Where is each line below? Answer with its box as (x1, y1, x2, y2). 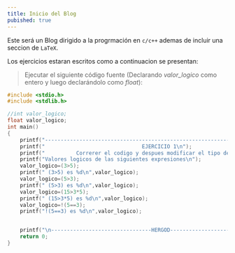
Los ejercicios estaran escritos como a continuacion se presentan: (7, 57, 199, 65)
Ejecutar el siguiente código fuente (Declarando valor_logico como (24, 71, 218, 79)
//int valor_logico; (7, 110, 68, 117)
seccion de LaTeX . (7, 43, 59, 52)
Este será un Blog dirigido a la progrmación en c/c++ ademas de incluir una (7, 36, 223, 44)
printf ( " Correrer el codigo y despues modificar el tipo (20, 150, 220, 157)
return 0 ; (20, 233, 49, 240)
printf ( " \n (20, 226, 52, 234)
